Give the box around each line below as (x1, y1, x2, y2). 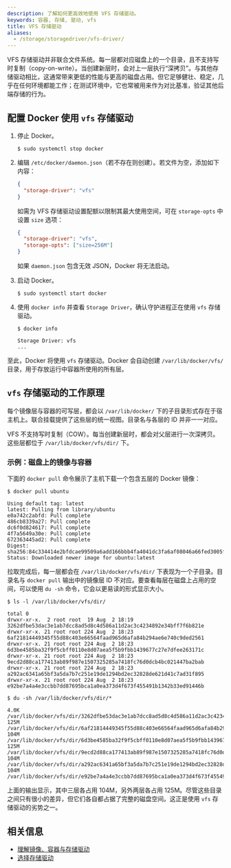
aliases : (7, 29, 32, 37)
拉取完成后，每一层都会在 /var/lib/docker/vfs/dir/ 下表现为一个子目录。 (7, 568, 217, 576)
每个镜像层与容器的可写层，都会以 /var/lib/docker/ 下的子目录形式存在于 (7, 406, 217, 415)
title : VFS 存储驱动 (7, 23, 62, 30)
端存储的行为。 (7, 90, 49, 99)
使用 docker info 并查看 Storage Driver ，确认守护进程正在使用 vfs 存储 (16, 303, 221, 311)
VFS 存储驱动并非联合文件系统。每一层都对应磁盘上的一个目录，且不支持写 (7, 56, 219, 64)
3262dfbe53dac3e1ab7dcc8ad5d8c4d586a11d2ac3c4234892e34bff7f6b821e (7, 623, 205, 630)
